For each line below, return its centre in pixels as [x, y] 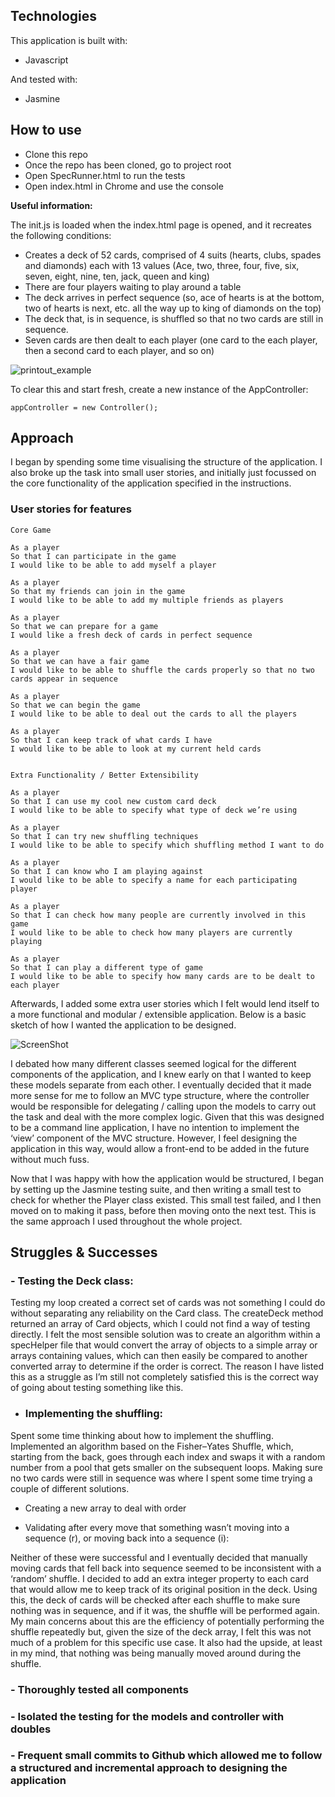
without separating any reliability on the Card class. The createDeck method [167, 1313]
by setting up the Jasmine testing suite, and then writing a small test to [156, 1189]
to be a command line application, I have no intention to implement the [155, 1127]
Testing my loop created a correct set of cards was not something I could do [168, 1303]
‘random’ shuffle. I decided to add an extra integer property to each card [160, 1578]
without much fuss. [50, 1159]
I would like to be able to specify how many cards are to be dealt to [162, 976]
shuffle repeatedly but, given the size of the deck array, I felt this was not [161, 1631]
